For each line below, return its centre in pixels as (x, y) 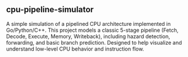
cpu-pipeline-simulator (50, 10)
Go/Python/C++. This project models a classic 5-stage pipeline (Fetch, (93, 30)
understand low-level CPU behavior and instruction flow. (75, 49)
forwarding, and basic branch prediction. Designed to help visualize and (94, 42)
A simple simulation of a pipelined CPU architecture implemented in (88, 24)
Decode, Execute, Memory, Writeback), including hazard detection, (88, 36)
